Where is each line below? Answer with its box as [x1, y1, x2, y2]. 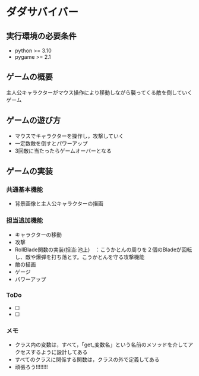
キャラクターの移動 [14, 231, 62, 238]
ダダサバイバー [6, 5, 79, 19]
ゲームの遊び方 [6, 115, 61, 125]
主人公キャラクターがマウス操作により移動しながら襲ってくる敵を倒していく [6, 89, 193, 96]
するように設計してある [30, 349, 88, 356]
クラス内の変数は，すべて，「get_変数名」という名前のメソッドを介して [14, 341, 188, 348]
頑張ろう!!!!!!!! [14, 364, 49, 371]
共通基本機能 [6, 185, 43, 194]
